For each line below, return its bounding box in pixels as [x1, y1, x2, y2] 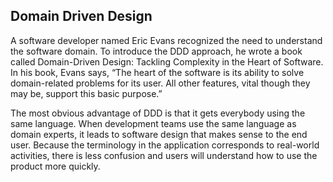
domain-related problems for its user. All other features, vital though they [10, 77, 311, 89]
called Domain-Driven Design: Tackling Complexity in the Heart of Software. [10, 55, 324, 68]
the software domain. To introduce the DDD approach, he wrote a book [10, 45, 303, 57]
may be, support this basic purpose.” [10, 87, 163, 99]
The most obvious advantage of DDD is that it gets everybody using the [10, 107, 306, 119]
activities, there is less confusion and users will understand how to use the [10, 149, 318, 161]
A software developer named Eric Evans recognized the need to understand [10, 34, 323, 46]
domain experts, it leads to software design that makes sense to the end [10, 128, 308, 140]
